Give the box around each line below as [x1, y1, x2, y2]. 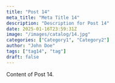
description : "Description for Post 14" [6, 20, 110, 26]
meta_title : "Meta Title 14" [6, 15, 80, 21]
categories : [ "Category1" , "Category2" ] [6, 37, 110, 43]
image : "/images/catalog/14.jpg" [6, 32, 91, 38]
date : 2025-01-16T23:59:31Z [6, 25, 77, 32]
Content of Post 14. [6, 70, 54, 78]
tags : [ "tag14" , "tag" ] [6, 48, 67, 55]
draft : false [6, 54, 39, 60]
